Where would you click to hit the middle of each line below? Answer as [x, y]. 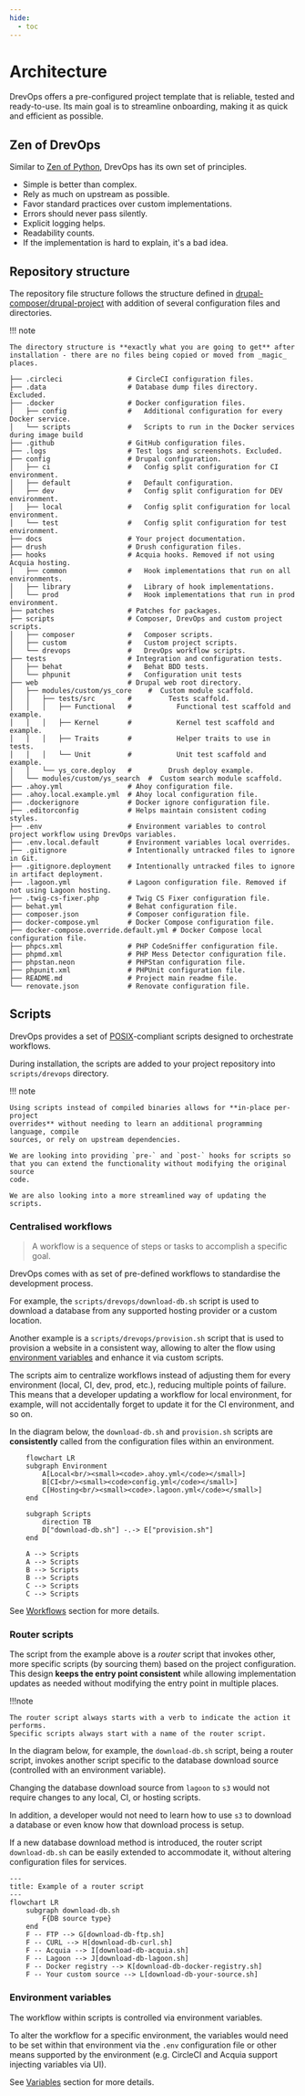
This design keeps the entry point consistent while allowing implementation [153, 1674]
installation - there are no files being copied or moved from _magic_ [148, 356]
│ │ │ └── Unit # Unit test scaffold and [138, 755]
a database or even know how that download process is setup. [127, 1825]
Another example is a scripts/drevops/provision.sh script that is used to [147, 1338]
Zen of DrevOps [55, 145]
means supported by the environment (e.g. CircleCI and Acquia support [143, 2054]
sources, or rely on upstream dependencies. [95, 1139]
